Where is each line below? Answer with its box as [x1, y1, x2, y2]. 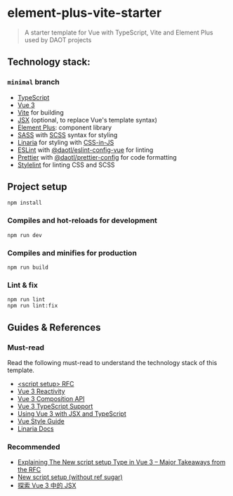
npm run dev [7, 231, 42, 239]
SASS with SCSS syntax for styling [17, 130, 118, 139]
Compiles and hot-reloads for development [7, 216, 158, 226]
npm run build [7, 264, 49, 272]
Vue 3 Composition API [17, 395, 85, 403]
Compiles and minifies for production [7, 248, 137, 257]
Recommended [7, 442, 61, 452]
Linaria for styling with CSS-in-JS [17, 138, 114, 146]
